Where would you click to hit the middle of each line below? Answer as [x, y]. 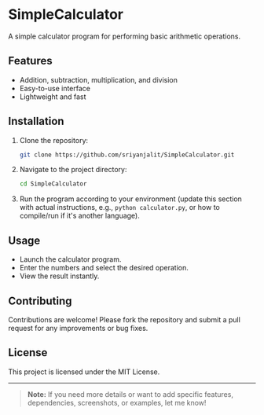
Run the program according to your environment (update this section [130, 199]
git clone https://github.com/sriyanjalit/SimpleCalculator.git [127, 155]
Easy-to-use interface [55, 88]
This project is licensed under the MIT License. [84, 372]
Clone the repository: [54, 140]
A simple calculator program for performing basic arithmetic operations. [125, 36]
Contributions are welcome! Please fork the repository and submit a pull [125, 319]
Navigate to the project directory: [73, 170]
